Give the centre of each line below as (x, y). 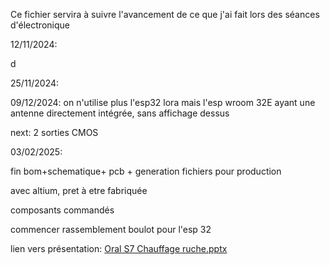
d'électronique (40, 25)
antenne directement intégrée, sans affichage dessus (120, 113)
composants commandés (62, 210)
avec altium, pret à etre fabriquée (79, 190)
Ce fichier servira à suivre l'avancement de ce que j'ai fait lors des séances (165, 14)
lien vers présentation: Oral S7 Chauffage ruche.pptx (119, 248)
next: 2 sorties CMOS (54, 132)
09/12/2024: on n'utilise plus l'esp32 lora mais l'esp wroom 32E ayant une (163, 102)
